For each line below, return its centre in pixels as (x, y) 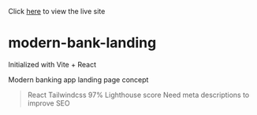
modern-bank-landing (82, 43)
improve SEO (48, 103)
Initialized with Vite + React (52, 64)
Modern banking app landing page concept (78, 79)
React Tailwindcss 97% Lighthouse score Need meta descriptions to (138, 95)
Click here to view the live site (57, 11)
